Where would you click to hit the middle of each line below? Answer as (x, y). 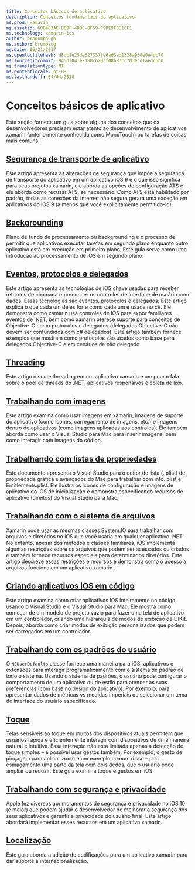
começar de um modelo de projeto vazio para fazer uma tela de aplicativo (95, 612)
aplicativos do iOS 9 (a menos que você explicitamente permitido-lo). (90, 204)
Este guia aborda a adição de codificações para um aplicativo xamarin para (97, 854)
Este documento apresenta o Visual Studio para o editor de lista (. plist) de (96, 473)
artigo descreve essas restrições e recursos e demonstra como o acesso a (96, 561)
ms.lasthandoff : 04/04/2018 (40, 77)
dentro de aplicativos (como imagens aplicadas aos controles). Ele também (97, 428)
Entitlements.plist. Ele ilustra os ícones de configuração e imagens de (90, 485)
